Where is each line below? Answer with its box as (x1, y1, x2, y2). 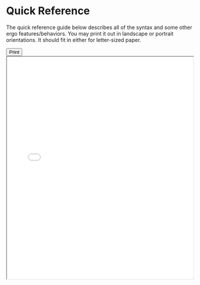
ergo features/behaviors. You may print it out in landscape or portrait (6, 30, 174, 37)
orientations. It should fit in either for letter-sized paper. (6, 36, 141, 43)
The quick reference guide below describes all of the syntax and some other (6, 24, 192, 31)
